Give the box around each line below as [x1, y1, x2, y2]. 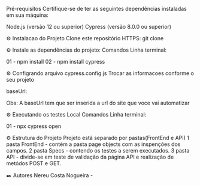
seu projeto [6, 76, 35, 83]
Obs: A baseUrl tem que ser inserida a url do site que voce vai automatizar [6, 99, 190, 106]
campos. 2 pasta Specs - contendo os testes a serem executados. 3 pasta [6, 147, 190, 154]
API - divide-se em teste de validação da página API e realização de [6, 153, 174, 160]
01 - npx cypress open [6, 123, 62, 130]
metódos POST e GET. [6, 160, 62, 167]
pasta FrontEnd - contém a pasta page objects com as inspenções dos [6, 141, 181, 148]
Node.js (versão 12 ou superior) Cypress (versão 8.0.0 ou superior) [6, 23, 172, 30]
